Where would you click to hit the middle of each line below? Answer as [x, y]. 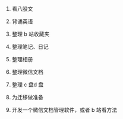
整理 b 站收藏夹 [31, 34]
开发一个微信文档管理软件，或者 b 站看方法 [64, 110]
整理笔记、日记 [30, 47]
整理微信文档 [27, 72]
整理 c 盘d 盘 [28, 84]
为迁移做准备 [27, 97]
